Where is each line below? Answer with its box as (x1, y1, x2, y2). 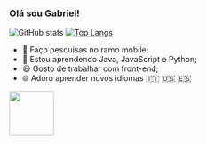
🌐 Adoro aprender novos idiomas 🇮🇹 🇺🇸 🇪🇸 (21, 73, 192, 84)
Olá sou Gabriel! (9, 7, 80, 20)
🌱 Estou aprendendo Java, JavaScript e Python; (21, 54, 197, 65)
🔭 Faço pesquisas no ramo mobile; (21, 44, 149, 55)
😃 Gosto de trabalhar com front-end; (21, 63, 159, 74)
